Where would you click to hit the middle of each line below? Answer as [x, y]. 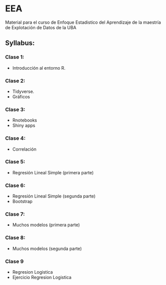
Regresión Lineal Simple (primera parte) [53, 172]
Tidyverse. [23, 91]
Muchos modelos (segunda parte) [47, 248]
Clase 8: [15, 238]
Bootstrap [22, 202]
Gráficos [21, 96]
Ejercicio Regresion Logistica [42, 277]
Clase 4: [15, 138]
